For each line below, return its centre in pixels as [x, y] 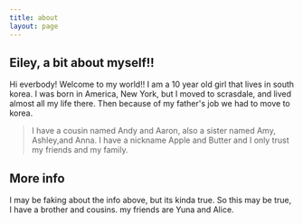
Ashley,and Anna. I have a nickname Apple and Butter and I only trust [160, 140]
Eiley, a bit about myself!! [82, 63]
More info [37, 178]
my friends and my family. [80, 150]
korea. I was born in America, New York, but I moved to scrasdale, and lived [151, 94]
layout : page [34, 26]
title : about [34, 18]
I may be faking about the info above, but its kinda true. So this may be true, [151, 201]
